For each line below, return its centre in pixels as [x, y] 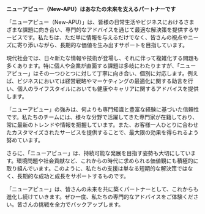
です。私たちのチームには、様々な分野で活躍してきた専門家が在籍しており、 [102, 117]
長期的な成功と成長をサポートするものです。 [73, 176]
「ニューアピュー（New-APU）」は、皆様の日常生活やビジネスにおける [95, 22]
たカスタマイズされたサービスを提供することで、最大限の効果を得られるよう [102, 132]
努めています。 [25, 140]
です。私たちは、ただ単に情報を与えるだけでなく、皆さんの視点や [105, 37]
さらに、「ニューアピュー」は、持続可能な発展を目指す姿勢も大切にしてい [99, 153]
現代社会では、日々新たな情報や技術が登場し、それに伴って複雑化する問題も [103, 58]
